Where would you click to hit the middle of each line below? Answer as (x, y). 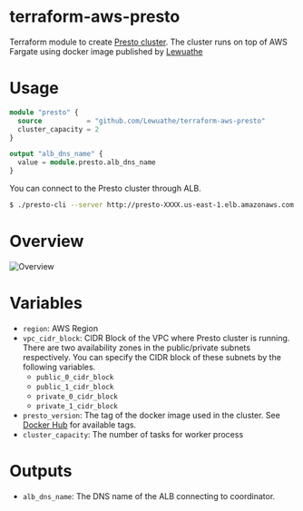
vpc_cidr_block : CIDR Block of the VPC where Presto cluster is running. (156, 338)
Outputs (41, 471)
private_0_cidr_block (77, 397)
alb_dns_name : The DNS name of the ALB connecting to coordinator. (149, 496)
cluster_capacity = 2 (59, 129)
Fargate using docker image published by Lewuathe (106, 51)
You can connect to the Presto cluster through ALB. (105, 188)
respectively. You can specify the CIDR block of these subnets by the (151, 357)
